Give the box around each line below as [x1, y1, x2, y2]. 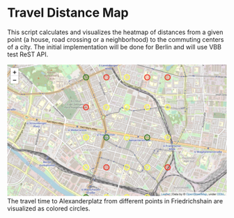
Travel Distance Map [7, 5, 129, 21]
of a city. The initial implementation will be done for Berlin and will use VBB [7, 42, 221, 51]
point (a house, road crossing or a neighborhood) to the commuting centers [7, 35, 224, 43]
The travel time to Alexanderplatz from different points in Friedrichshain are [7, 196, 224, 205]
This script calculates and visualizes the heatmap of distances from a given [7, 28, 224, 36]
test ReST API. [7, 50, 49, 59]
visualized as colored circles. [7, 204, 91, 212]
